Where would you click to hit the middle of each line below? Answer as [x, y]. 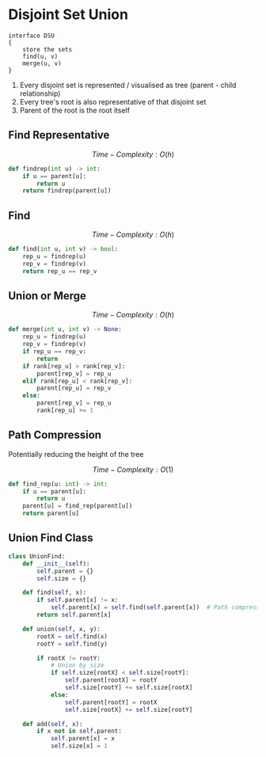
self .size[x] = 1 [79, 746]
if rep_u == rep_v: [55, 352]
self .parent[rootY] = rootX [111, 702]
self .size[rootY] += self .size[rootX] [129, 687]
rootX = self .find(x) [72, 636]
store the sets [47, 49]
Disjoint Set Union [68, 15]
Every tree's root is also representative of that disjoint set [113, 101]
